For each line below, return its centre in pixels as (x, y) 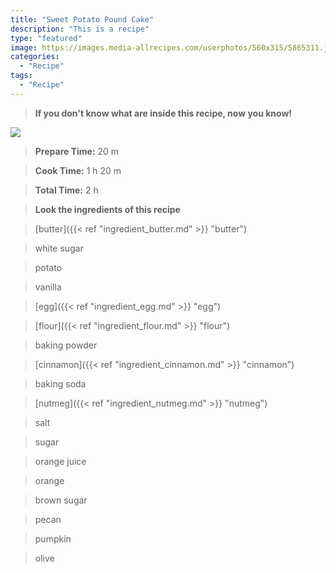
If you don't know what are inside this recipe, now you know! (163, 113)
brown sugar (61, 500)
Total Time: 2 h (66, 190)
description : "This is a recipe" (80, 29)
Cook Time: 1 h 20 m (78, 170)
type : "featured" (46, 38)
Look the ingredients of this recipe (107, 209)
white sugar (59, 248)
